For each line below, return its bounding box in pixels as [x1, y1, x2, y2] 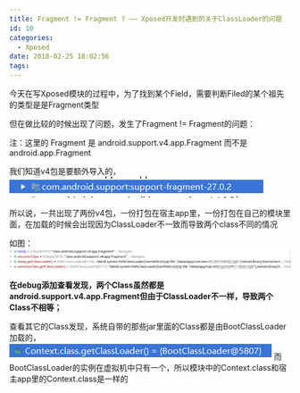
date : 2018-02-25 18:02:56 [9, 52, 110, 62]
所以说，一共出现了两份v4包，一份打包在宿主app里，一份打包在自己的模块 [9, 208, 283, 218]
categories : [9, 33, 54, 42]
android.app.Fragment [9, 147, 92, 158]
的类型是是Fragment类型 [9, 99, 100, 110]
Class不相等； [9, 302, 62, 313]
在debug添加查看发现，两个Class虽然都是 [9, 280, 165, 290]
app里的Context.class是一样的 [16, 373, 129, 384]
